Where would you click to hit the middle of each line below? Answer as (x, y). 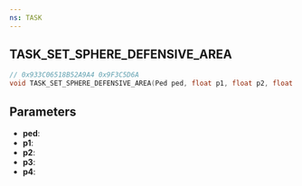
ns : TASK (26, 18)
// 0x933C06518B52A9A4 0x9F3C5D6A (75, 75)
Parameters (43, 112)
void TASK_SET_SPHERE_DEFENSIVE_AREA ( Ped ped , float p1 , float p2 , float (151, 84)
